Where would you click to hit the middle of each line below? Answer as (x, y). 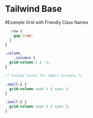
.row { (16, 31)
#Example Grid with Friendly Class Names (46, 22)
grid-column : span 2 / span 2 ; (40, 107)
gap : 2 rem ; (24, 36)
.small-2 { (16, 102)
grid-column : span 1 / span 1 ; (40, 89)
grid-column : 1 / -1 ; (30, 62)
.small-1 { (16, 84)
